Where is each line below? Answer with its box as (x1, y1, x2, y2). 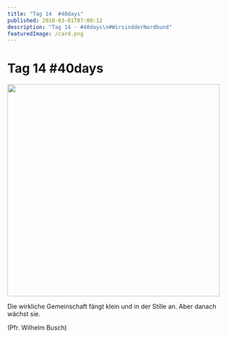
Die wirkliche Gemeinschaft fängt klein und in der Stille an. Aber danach (7, 302, 217, 311)
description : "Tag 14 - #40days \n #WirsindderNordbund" (7, 23, 173, 30)
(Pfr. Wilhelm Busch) (7, 323, 67, 332)
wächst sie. (7, 310, 41, 318)
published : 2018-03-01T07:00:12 (7, 17, 103, 24)
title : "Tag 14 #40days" (7, 10, 83, 18)
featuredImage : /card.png (7, 30, 83, 37)
